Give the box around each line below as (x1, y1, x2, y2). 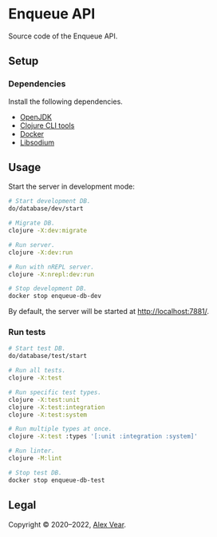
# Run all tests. (8, 367, 66, 375)
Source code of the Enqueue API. (8, 31, 118, 41)
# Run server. (8, 241, 56, 249)
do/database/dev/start (8, 205, 84, 213)
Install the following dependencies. (8, 97, 124, 106)
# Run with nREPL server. (8, 263, 94, 271)
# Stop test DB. (8, 468, 62, 476)
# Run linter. (8, 447, 56, 455)
